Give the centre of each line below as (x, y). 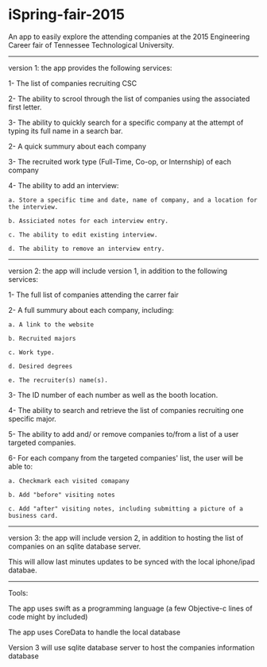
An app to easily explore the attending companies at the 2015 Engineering (129, 37)
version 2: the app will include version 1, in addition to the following (118, 271)
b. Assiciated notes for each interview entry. (89, 221)
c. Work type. (32, 352)
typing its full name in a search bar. (66, 131)
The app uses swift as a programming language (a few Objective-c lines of (130, 608)
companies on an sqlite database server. (75, 546)
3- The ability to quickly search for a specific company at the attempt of (126, 122)
